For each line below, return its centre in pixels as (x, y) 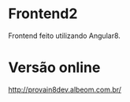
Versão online (54, 68)
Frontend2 (43, 14)
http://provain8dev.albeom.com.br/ (65, 89)
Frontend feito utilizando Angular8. (64, 36)
